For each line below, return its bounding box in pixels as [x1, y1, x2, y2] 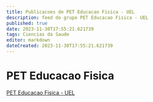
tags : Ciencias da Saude [6, 32, 69, 38]
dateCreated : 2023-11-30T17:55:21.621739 [6, 43, 113, 49]
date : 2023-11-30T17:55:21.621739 [6, 25, 94, 32]
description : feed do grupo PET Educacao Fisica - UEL [6, 15, 149, 21]
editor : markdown [6, 37, 51, 43]
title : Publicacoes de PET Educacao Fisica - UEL [6, 8, 135, 15]
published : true [6, 20, 48, 26]
